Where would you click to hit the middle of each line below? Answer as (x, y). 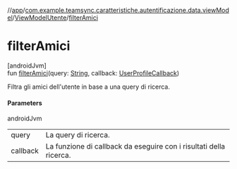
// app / (17, 10)
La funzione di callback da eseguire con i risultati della (135, 146)
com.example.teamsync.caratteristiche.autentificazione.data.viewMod (127, 10)
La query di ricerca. (78, 135)
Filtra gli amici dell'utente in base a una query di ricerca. (89, 87)
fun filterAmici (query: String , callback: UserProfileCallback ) (93, 73)
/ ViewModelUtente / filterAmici (55, 18)
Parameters (25, 103)
